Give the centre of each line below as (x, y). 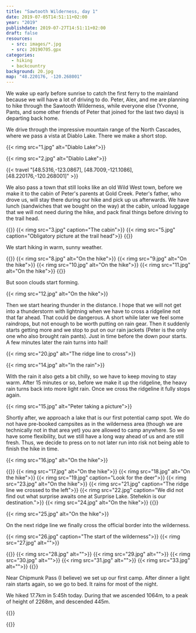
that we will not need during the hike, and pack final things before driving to (97, 212)
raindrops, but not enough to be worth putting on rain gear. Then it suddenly (98, 324)
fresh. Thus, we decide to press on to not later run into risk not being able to (98, 443)
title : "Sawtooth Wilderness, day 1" (52, 11)
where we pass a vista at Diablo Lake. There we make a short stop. (87, 136)
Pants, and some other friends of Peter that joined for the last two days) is (95, 112)
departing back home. (33, 118)
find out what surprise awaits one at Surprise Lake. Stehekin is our (86, 496)
